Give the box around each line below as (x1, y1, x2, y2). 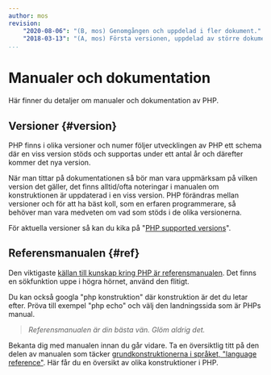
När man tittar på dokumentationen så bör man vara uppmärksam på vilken (8, 173, 258, 182)
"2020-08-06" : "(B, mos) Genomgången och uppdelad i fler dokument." (23, 27, 262, 35)
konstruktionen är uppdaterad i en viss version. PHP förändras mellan (8, 190, 240, 200)
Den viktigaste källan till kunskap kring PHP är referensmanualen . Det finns (8, 268, 256, 277)
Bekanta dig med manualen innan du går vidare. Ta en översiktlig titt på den (8, 340, 260, 350)
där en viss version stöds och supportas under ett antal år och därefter (8, 149, 244, 158)
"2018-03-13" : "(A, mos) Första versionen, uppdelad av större (23, 34, 240, 43)
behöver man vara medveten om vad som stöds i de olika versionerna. (8, 207, 242, 217)
